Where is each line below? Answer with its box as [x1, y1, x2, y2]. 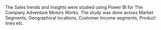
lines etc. [5, 20, 24, 26]
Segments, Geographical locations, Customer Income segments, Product [5, 15, 156, 20]
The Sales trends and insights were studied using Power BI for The [5, 4, 143, 10]
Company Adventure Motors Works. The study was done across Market [5, 9, 154, 15]
